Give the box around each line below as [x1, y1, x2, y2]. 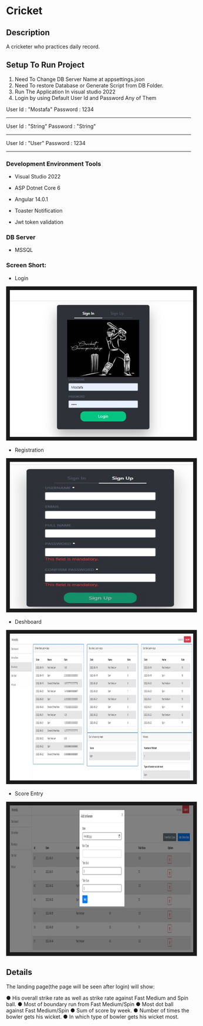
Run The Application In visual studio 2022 [14, 88, 116, 95]
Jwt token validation [14, 218, 63, 226]
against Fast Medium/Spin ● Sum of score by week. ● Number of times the [6, 1007, 190, 1014]
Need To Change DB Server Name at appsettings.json [14, 75, 145, 83]
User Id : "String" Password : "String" [6, 122, 96, 130]
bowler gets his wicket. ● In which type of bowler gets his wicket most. [6, 1013, 179, 1020]
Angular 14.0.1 [14, 196, 48, 203]
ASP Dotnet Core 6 [14, 184, 60, 191]
